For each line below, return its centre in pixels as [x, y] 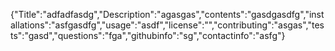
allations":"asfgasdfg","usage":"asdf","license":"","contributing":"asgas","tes [167, 25]
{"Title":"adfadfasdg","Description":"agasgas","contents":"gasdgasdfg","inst [167, 14]
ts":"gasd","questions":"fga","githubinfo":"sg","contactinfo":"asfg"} [148, 35]
